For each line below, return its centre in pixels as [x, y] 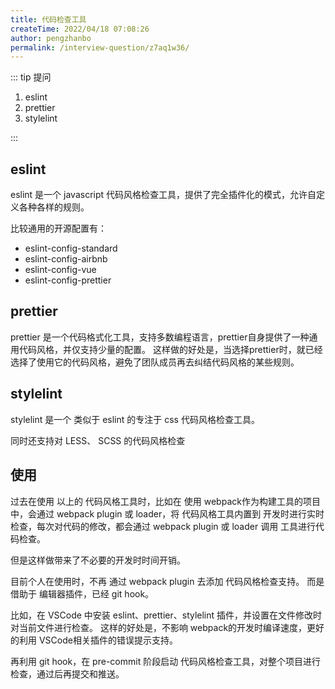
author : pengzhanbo [51, 38]
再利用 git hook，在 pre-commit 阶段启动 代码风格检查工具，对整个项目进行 [166, 661]
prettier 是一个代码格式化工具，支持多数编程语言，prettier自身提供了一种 [160, 337]
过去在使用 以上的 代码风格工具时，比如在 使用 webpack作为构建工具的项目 [165, 501]
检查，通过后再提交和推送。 [67, 673]
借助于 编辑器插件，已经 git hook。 [82, 593]
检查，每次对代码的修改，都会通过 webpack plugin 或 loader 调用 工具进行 [163, 526]
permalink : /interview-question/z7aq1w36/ [100, 47]
